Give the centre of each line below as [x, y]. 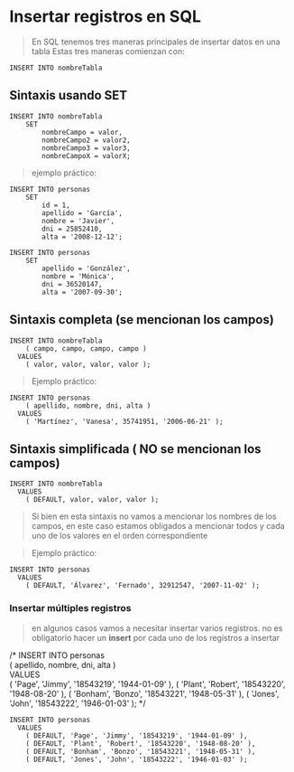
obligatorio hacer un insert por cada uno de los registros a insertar [156, 637]
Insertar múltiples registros [70, 608]
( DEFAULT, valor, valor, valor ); [92, 500]
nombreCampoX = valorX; [86, 155]
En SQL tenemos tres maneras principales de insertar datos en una [156, 42]
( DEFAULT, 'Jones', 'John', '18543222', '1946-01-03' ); [137, 759]
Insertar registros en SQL [105, 17]
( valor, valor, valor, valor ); [88, 364]
